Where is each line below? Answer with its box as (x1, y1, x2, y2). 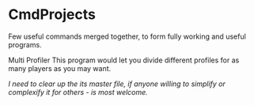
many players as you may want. (8, 63, 112, 73)
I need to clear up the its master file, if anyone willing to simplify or (8, 79, 226, 88)
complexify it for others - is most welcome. (8, 87, 148, 96)
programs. (8, 39, 42, 49)
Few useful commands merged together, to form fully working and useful (8, 32, 247, 41)
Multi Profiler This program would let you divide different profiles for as (8, 55, 240, 65)
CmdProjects (8, 6, 97, 24)
